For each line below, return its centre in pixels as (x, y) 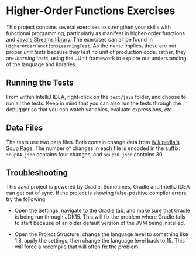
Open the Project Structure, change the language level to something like (101, 234)
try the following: (26, 199)
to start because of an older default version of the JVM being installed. (100, 223)
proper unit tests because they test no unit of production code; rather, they (96, 52)
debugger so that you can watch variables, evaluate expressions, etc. (90, 109)
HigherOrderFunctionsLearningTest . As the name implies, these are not (91, 46)
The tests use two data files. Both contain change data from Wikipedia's (93, 142)
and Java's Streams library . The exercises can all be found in (80, 39)
